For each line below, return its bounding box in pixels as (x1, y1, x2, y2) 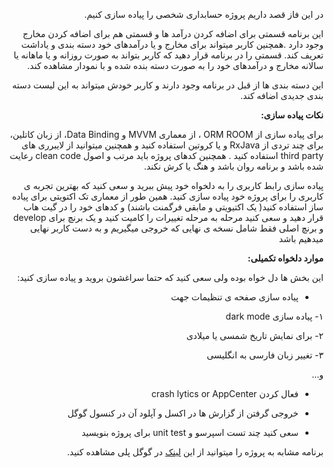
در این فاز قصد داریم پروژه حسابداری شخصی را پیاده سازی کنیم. (84, 9, 324, 20)
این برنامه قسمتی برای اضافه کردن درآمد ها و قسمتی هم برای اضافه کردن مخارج (22, 28, 324, 39)
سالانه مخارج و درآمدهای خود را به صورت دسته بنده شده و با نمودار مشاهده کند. (27, 60, 324, 71)
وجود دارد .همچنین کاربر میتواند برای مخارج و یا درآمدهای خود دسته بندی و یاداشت (21, 39, 324, 50)
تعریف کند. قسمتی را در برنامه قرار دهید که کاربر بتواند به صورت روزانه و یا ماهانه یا (13, 49, 324, 61)
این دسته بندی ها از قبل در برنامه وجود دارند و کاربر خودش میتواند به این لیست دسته (12, 79, 324, 91)
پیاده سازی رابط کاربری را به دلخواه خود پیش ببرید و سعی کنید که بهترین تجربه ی (23, 180, 324, 191)
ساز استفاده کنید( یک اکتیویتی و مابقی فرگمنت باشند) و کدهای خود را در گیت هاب (22, 201, 324, 213)
